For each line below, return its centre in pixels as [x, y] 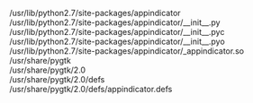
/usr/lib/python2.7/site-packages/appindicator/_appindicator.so [127, 51]
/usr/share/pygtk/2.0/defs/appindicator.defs [91, 89]
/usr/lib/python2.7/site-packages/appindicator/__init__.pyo [117, 41]
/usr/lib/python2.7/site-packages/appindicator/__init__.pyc [117, 32]
